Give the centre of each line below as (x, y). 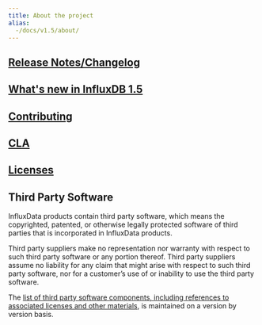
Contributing (40, 116)
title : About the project (51, 15)
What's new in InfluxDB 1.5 (76, 89)
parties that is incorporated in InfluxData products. (90, 233)
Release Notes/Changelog (74, 62)
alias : (19, 23)
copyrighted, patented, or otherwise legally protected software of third (123, 225)
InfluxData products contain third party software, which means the (116, 216)
